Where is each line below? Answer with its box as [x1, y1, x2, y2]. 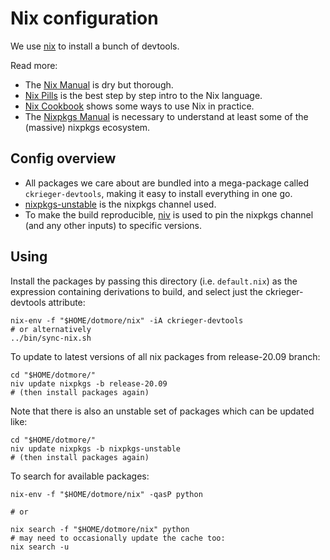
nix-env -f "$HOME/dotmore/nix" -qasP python [10, 489, 203, 499]
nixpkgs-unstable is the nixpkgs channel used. [24, 198, 217, 210]
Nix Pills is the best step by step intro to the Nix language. [24, 89, 263, 101]
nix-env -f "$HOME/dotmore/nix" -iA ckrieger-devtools [10, 315, 244, 326]
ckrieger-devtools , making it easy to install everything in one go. [24, 187, 293, 199]
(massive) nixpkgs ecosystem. [24, 121, 151, 133]
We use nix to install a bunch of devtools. [10, 40, 180, 52]
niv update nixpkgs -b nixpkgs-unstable [10, 443, 182, 454]
